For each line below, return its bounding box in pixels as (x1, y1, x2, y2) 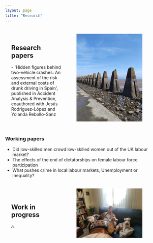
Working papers (5, 135, 45, 142)
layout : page (5, 8, 32, 13)
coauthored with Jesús (11, 101, 58, 107)
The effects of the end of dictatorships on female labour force (12, 157, 138, 163)
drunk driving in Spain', (11, 85, 58, 91)
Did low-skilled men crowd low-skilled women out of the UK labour (12, 147, 148, 152)
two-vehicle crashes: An (11, 69, 61, 76)
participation (12, 162, 38, 168)
